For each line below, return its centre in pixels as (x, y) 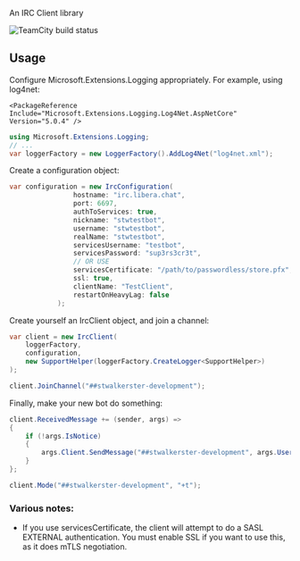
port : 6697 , (95, 204)
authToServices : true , (115, 212)
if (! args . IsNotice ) (63, 436)
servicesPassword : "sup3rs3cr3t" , (137, 254)
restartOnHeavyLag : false (121, 295)
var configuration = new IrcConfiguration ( (92, 187)
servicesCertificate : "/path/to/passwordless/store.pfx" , (183, 270)
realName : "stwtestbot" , (119, 237)
